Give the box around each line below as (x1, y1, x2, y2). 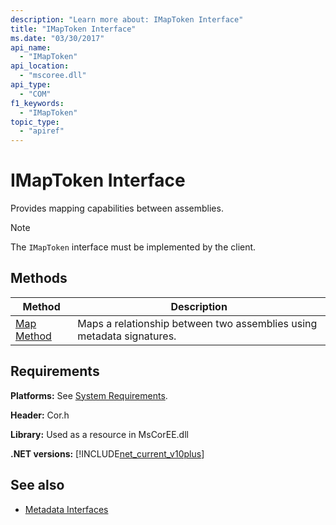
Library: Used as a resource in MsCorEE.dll (10, 428, 189, 440)
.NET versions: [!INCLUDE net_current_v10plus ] (10, 447, 205, 460)
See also (10, 477, 65, 494)
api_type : (10, 80, 52, 90)
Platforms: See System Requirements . (10, 389, 168, 401)
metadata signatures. (77, 329, 177, 343)
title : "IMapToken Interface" (10, 24, 137, 34)
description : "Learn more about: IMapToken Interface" (10, 14, 244, 25)
